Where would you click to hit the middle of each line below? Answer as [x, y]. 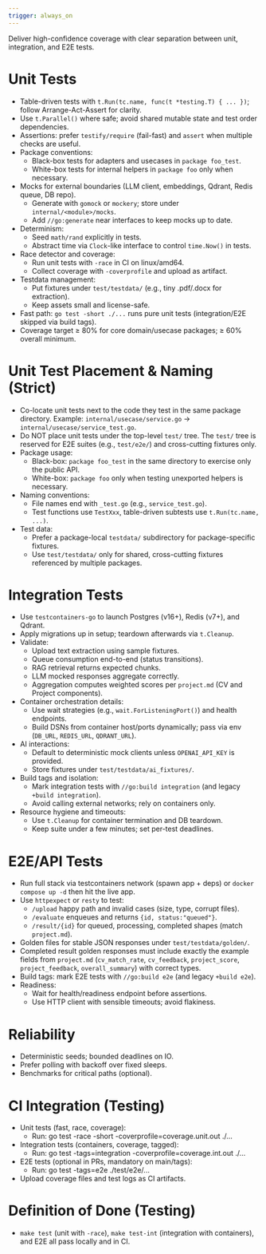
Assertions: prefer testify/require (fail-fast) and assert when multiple [136, 135]
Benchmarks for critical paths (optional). [86, 1074]
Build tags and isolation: [59, 778]
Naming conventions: [55, 495]
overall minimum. [48, 338]
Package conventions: [56, 152]
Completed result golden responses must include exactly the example [134, 951]
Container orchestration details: [72, 702]
